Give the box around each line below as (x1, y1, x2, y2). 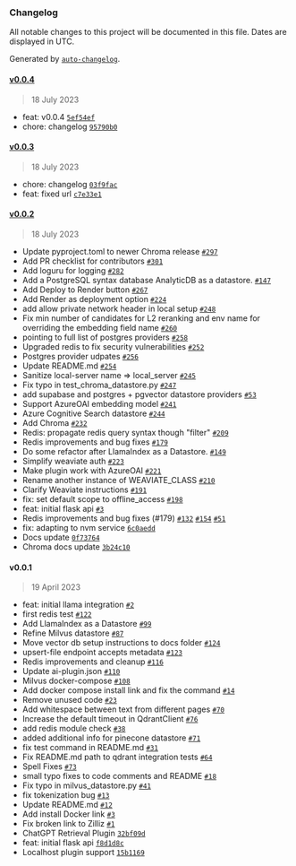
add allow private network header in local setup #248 (21, 303, 216, 314)
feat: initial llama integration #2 (21, 599, 135, 611)
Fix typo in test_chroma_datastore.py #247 (21, 379, 177, 390)
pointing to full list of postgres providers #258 (21, 332, 189, 342)
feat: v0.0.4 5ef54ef (21, 111, 96, 122)
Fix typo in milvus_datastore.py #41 (21, 780, 152, 791)
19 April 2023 (30, 582, 81, 593)
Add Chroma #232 (21, 417, 88, 428)
